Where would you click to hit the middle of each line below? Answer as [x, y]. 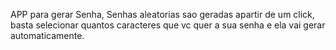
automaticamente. [47, 35]
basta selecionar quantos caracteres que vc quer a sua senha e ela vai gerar [168, 25]
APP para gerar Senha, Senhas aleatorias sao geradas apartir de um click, [162, 14]
